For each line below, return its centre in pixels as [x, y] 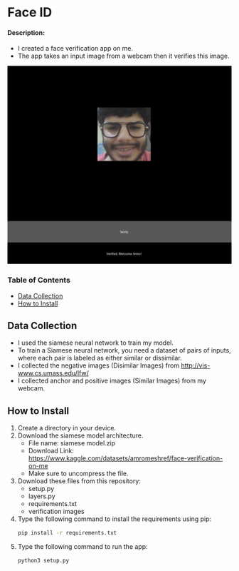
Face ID [30, 12]
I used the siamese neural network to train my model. [96, 343]
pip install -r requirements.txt [67, 533]
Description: [26, 32]
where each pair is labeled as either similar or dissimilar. [100, 358]
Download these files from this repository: [79, 481]
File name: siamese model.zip [72, 443]
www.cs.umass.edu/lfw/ [53, 373]
